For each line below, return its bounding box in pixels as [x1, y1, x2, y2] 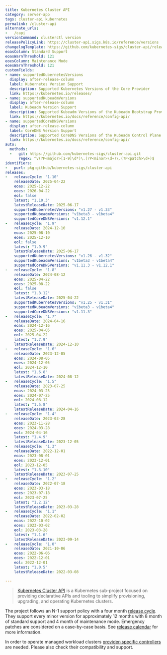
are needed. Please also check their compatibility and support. [5, 644, 134, 650]
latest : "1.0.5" [14, 565, 48, 570]
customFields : [5, 68, 35, 73]
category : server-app [5, 12, 50, 17]
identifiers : [5, 160, 32, 165]
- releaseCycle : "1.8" [5, 267, 57, 272]
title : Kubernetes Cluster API [5, 7, 70, 12]
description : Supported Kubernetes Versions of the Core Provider [9, 86, 150, 91]
